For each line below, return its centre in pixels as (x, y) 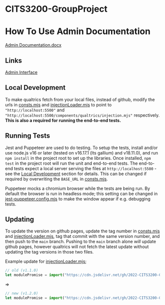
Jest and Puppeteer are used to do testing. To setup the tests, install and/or (82, 148)
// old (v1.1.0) (22, 271)
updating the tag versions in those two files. (50, 252)
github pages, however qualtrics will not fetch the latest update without (77, 247)
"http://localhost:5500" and (35, 110)
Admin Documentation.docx (33, 45)
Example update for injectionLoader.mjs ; (46, 261)
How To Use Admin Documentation (78, 32)
